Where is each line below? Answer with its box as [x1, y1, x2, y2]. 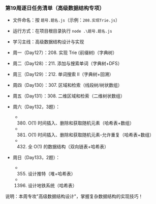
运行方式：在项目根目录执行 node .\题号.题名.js [12, 28, 113, 34]
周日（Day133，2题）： [12, 155, 60, 161]
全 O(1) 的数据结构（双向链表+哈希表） [27, 144, 109, 150]
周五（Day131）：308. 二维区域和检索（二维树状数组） [12, 93, 126, 99]
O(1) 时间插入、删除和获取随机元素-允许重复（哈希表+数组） [27, 132, 154, 138]
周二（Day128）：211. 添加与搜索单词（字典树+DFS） [12, 60, 122, 67]
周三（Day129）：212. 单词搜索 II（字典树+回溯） [12, 71, 114, 78]
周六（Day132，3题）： [12, 104, 60, 110]
